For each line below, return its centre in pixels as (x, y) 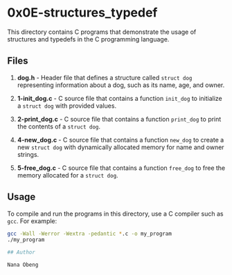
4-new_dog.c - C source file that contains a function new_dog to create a (121, 140)
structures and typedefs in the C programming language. (88, 39)
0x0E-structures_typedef (82, 13)
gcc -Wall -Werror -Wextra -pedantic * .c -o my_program (89, 234)
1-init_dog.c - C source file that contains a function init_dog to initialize (120, 98)
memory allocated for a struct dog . (68, 175)
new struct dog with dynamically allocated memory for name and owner (121, 147)
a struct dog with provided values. (66, 106)
